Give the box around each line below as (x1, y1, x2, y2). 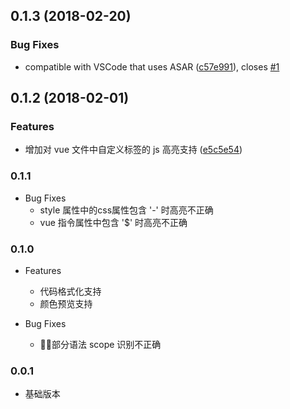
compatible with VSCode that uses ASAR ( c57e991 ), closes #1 (24, 60, 280, 73)
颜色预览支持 (39, 297, 93, 309)
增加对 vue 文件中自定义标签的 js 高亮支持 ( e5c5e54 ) (24, 144, 243, 156)
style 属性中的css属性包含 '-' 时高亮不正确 (39, 204, 214, 216)
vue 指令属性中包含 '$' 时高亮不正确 (39, 216, 188, 228)
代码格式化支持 (39, 285, 102, 297)
